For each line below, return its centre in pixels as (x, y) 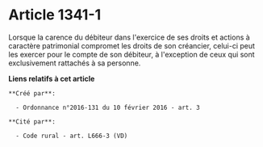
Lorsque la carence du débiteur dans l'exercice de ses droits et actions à (129, 37)
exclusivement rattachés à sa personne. (75, 63)
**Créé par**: (32, 93)
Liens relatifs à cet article (52, 78)
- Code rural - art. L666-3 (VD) (72, 136)
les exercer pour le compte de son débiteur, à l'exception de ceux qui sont (132, 54)
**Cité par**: (32, 122)
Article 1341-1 (55, 15)
